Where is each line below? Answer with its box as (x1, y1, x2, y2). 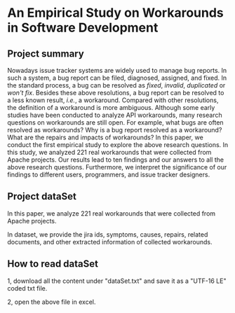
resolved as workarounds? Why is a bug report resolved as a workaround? (7, 126, 222, 134)
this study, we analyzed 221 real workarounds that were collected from (7, 148, 212, 156)
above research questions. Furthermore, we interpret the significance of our (7, 163, 227, 171)
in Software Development (7, 20, 159, 36)
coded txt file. (7, 284, 48, 292)
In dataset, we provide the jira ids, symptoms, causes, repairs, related (7, 230, 208, 239)
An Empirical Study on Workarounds (7, 5, 224, 21)
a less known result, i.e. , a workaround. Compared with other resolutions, (7, 96, 219, 104)
